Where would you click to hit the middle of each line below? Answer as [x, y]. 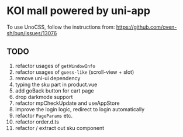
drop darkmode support [44, 97]
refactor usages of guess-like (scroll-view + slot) [75, 72]
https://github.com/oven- [146, 27]
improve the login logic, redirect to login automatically [80, 109]
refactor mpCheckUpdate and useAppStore [67, 103]
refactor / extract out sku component [60, 128]
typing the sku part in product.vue [56, 84]
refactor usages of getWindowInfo [55, 66]
